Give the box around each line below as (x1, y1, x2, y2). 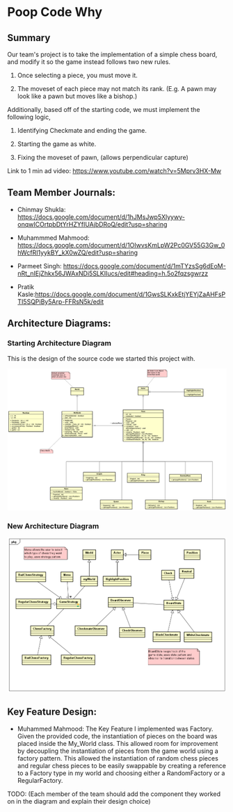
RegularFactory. (17, 776, 63, 784)
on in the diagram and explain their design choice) (7, 797, 151, 805)
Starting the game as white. (17, 140, 97, 148)
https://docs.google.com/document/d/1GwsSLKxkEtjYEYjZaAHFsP (35, 290, 226, 298)
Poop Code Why (7, 4, 103, 20)
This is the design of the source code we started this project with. (7, 354, 195, 362)
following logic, (7, 113, 51, 121)
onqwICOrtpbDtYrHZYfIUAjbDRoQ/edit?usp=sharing (17, 220, 168, 228)
